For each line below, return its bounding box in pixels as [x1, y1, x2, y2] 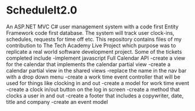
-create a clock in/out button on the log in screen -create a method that [6, 86, 180, 93]
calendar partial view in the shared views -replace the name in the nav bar [6, 67, 187, 74]
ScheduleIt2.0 [6, 4, 77, 17]
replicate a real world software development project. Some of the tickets [6, 48, 182, 55]
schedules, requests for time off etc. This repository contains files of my [6, 35, 182, 43]
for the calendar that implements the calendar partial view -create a [6, 60, 171, 68]
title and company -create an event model [6, 98, 108, 105]
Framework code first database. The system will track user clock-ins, [6, 29, 174, 36]
